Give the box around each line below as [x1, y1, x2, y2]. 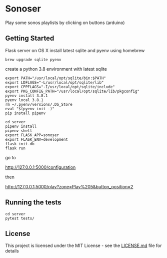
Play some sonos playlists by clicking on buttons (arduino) [5, 20, 125, 26]
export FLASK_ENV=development [5, 137, 68, 142]
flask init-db [5, 141, 35, 146]
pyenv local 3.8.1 [5, 97, 43, 103]
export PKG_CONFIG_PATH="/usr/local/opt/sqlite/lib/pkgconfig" [5, 89, 140, 94]
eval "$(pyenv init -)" [5, 106, 55, 111]
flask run [5, 146, 26, 151]
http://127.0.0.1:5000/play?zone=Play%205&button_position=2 [5, 183, 133, 189]
